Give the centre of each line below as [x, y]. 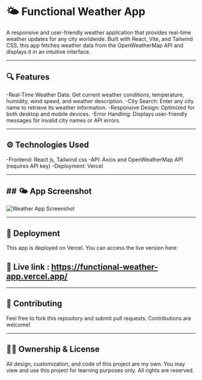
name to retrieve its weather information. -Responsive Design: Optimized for [101, 107]
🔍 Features [28, 77]
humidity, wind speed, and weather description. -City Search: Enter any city [100, 101]
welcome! [18, 325]
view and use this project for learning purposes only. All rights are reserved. [100, 370]
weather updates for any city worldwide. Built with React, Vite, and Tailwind [100, 39]
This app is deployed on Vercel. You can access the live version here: [92, 248]
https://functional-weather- [104, 267]
